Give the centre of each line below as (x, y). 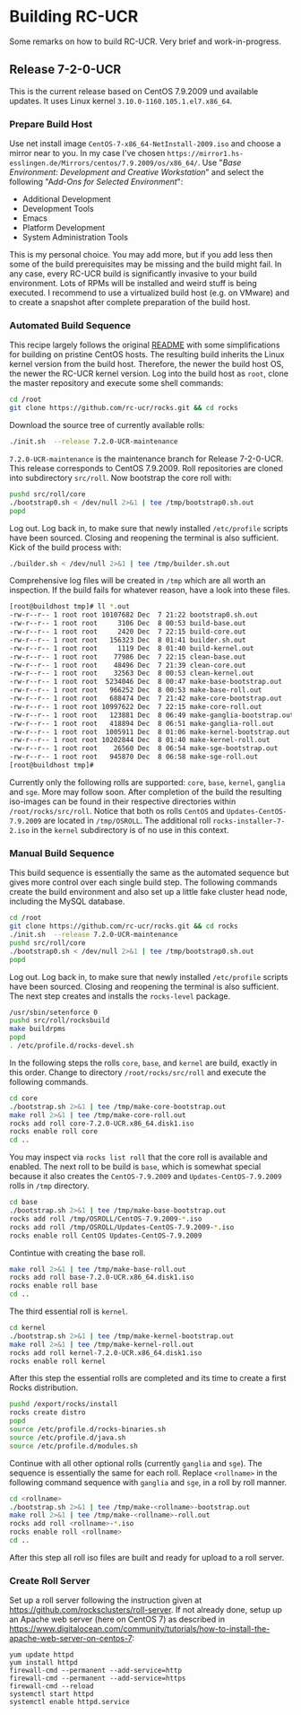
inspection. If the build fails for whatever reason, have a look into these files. (150, 591)
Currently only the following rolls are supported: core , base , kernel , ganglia (147, 782)
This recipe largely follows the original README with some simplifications (145, 345)
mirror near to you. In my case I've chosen (87, 153)
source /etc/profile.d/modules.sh (74, 1446)
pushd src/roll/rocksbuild (60, 1020)
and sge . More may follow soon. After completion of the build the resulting (146, 792)
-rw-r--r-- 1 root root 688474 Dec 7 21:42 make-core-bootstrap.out (146, 699)
